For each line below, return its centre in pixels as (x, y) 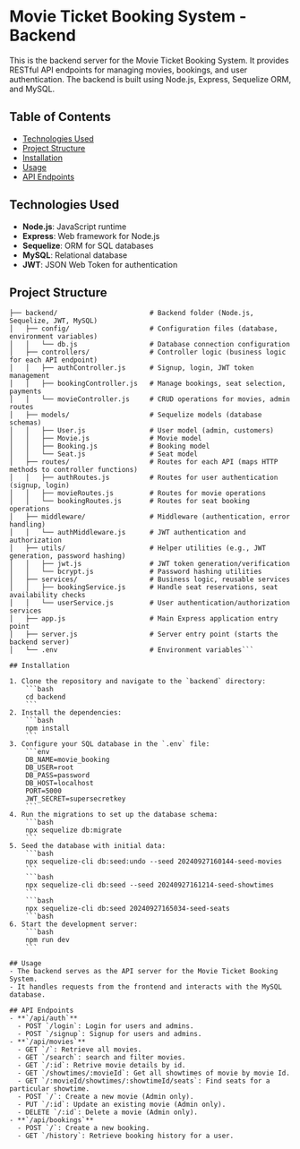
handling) (28, 525)
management (30, 376)
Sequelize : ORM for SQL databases (88, 245)
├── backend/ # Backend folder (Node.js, (132, 313)
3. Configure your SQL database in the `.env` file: (110, 744)
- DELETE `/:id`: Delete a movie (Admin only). (108, 1112)
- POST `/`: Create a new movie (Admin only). (106, 1097)
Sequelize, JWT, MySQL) (54, 321)
